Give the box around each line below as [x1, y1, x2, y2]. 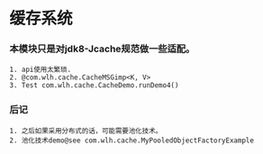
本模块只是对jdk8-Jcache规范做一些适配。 [9, 42, 195, 55]
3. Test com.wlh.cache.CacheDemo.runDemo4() [9, 81, 179, 90]
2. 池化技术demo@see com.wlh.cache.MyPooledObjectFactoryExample [9, 136, 255, 145]
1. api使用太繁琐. [9, 65, 72, 75]
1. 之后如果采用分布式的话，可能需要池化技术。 [9, 126, 163, 135]
